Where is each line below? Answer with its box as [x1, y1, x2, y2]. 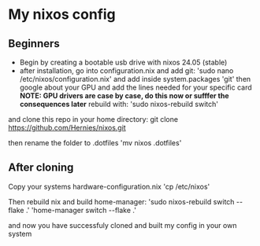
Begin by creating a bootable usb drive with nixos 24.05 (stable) [19, 57, 228, 67]
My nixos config [8, 6, 116, 24]
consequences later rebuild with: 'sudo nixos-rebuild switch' [19, 100, 219, 108]
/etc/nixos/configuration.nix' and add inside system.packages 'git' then [19, 75, 251, 83]
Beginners [8, 37, 61, 50]
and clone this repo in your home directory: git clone [8, 115, 179, 123]
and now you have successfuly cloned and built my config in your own [8, 220, 237, 229]
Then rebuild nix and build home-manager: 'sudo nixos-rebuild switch [8, 196, 235, 206]
